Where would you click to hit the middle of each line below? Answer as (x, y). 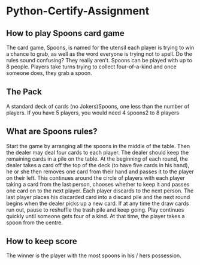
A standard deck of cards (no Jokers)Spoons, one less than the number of (98, 106)
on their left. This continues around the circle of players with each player (96, 177)
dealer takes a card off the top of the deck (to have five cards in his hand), (98, 165)
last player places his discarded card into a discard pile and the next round (98, 197)
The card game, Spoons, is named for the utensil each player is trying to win (100, 47)
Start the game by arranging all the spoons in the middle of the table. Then (98, 146)
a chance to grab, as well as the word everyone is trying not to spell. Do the (99, 54)
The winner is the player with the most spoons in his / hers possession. (94, 255)
